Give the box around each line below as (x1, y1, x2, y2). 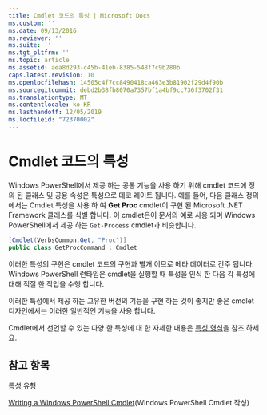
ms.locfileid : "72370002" (8, 116, 94, 124)
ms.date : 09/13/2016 (8, 26, 78, 34)
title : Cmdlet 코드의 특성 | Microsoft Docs (8, 11, 150, 20)
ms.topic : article (8, 57, 70, 65)
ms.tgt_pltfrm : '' (8, 49, 70, 57)
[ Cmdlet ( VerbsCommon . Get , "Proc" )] (8, 236, 127, 244)
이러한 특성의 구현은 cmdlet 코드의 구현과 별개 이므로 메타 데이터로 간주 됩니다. (8, 259, 254, 268)
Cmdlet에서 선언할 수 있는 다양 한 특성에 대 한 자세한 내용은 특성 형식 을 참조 (8, 322, 245, 332)
